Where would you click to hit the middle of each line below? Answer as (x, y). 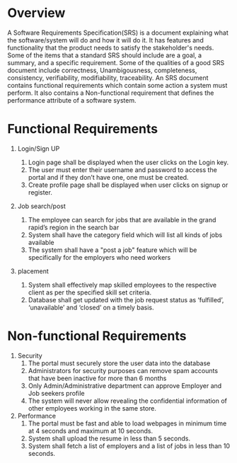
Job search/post (41, 206)
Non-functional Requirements (97, 336)
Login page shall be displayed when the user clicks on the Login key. (128, 162)
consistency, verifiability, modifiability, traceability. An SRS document (108, 78)
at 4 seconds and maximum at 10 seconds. (91, 430)
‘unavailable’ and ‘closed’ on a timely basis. (91, 307)
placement (33, 271)
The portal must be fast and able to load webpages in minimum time (127, 423)
